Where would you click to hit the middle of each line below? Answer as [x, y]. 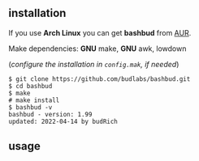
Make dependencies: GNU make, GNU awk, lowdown [97, 49]
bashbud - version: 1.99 [50, 114]
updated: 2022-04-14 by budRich [63, 121]
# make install [34, 100]
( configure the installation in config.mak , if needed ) [94, 64]
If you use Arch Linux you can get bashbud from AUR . [100, 32]
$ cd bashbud [30, 86]
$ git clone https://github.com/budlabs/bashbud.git [99, 79]
